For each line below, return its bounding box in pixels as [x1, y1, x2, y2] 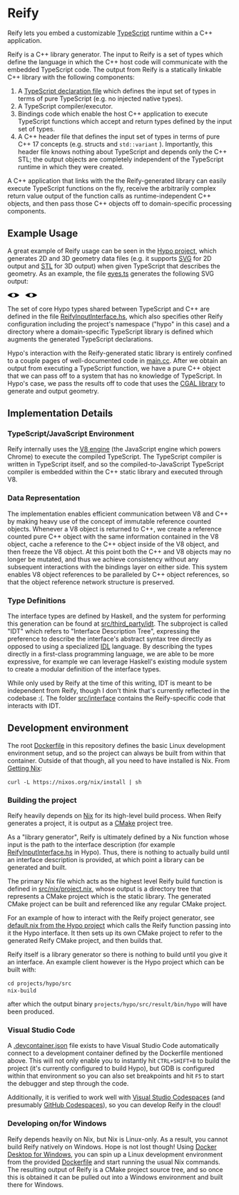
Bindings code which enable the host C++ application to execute [17, 109, 208, 118]
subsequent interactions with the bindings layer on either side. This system [7, 562, 228, 571]
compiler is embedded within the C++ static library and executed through [7, 468, 223, 476]
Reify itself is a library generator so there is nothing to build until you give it [7, 950, 228, 959]
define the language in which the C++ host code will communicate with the [7, 57, 228, 66]
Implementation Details [7, 407, 113, 419]
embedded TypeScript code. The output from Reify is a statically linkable [7, 65, 222, 74]
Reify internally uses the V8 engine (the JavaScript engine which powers [7, 445, 221, 454]
